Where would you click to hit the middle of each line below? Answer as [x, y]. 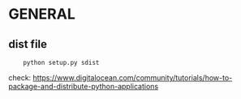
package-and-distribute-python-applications [84, 86]
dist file [28, 44]
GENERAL [42, 14]
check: [20, 77]
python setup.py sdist [61, 62]
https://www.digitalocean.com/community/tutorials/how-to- [133, 77]
